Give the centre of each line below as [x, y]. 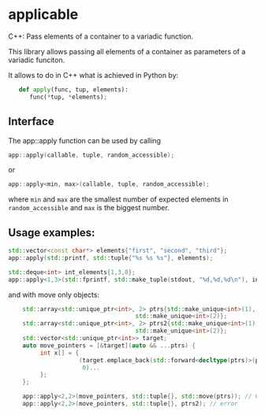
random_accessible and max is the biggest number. [89, 208]
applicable [43, 15]
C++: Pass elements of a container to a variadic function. [101, 36]
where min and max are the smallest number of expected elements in [118, 199]
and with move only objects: [54, 295]
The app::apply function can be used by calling [85, 140]
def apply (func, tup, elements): [73, 89]
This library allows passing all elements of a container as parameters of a [127, 51]
